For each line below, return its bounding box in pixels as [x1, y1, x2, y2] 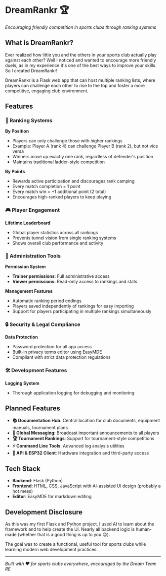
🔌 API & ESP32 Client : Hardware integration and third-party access [12, 450, 149, 456]
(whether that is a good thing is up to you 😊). [17, 532, 110, 538]
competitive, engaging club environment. [5, 88, 89, 94]
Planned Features [5, 404, 61, 413]
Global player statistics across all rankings [12, 229, 98, 235]
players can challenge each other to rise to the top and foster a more [5, 82, 145, 88]
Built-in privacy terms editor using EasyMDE [12, 349, 102, 355]
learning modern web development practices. [5, 547, 98, 553]
